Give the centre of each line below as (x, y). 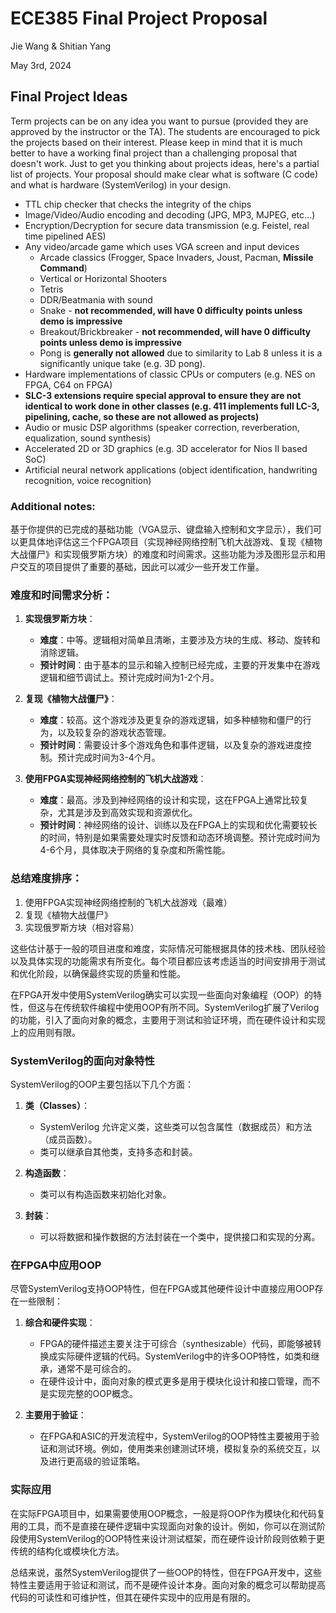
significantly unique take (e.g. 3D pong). (122, 363)
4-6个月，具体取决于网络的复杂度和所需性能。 (135, 850)
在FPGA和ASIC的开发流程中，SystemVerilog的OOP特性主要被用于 (175, 1436)
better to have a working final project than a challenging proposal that (154, 153)
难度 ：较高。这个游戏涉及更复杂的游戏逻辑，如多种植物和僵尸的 (171, 720)
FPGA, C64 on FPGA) (68, 384)
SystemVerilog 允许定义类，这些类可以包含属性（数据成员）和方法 (176, 1126)
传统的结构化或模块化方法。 (67, 1551)
